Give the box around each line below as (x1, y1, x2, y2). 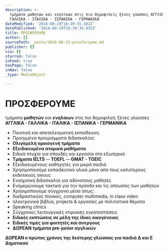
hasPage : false (5, 63, 37, 68)
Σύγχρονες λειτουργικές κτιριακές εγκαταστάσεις (12, 209, 117, 215)
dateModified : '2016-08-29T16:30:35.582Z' (5, 21, 95, 26)
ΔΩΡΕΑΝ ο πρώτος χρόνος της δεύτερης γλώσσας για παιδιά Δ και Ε (5, 235, 153, 241)
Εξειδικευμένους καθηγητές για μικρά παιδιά (12, 161, 106, 167)
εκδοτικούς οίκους (12, 172, 51, 178)
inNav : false (5, 68, 32, 73)
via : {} (5, 49, 21, 54)
